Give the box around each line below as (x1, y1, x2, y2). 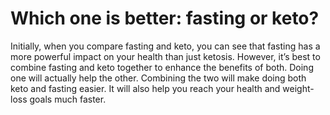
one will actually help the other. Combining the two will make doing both (10, 72, 307, 84)
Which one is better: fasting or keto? (10, 7, 320, 30)
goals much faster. (29, 93, 107, 105)
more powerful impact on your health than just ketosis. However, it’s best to (10, 50, 321, 62)
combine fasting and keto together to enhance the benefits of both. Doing (10, 61, 314, 73)
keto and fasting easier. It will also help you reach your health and (10, 82, 281, 94)
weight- (282, 82, 315, 94)
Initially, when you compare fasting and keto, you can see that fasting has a (10, 40, 321, 52)
